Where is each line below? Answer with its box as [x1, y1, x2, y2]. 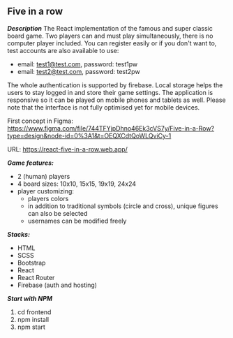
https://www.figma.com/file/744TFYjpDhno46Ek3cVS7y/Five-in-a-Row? [7, 124, 215, 132]
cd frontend [17, 307, 52, 316]
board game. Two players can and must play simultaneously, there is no [7, 31, 213, 40]
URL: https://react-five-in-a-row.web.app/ [7, 145, 128, 153]
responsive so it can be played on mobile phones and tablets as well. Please [7, 96, 226, 104]
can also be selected [27, 209, 88, 217]
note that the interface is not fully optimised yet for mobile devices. [7, 103, 200, 111]
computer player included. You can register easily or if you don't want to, [7, 38, 217, 47]
